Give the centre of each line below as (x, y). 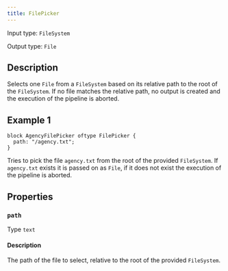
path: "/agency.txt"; (44, 142)
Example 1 (29, 120)
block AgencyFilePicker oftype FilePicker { (72, 136)
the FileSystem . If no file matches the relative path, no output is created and (114, 91)
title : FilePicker (33, 13)
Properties (30, 197)
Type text (21, 229)
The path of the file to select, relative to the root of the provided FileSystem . (114, 260)
